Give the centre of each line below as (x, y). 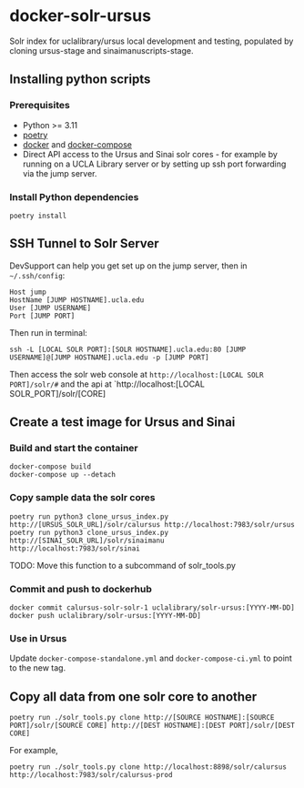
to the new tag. (38, 668)
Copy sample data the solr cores (82, 498)
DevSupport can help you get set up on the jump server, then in (128, 266)
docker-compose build (51, 467)
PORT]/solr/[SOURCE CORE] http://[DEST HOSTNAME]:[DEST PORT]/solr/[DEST (152, 726)
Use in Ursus (38, 638)
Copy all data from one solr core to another (133, 697)
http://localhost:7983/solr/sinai (75, 548)
